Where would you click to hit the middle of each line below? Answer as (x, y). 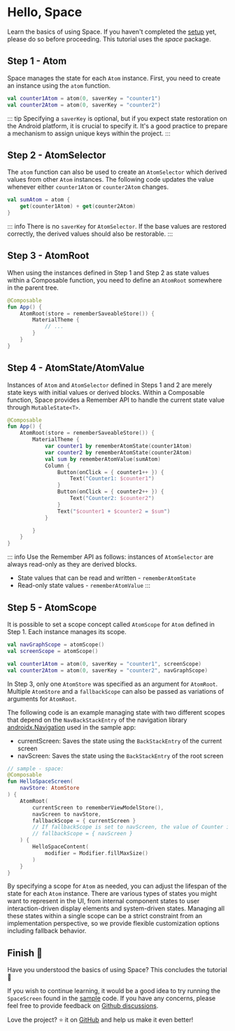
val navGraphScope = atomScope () (56, 645)
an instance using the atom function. (59, 86)
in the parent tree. (33, 288)
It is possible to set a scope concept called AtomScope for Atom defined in (111, 624)
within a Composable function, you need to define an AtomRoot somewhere (115, 280)
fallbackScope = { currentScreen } (84, 821)
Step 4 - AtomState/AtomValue (76, 368)
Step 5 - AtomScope (52, 607)
